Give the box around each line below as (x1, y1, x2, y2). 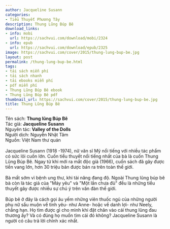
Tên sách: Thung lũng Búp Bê (5, 116, 68, 122)
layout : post (5, 54, 33, 60)
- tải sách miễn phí (5, 69, 49, 74)
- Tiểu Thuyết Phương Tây (5, 17, 60, 22)
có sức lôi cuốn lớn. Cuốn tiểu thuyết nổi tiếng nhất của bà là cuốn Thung (5, 153, 159, 160)
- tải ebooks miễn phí (5, 78, 53, 83)
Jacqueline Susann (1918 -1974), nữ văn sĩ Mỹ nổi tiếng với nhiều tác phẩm (5, 148, 161, 154)
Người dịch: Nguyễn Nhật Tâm (5, 132, 69, 138)
